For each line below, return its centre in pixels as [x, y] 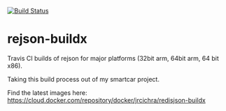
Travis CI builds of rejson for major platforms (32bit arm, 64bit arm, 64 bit [113, 58]
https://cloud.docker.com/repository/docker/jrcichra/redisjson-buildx [107, 100]
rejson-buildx [47, 39]
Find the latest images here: [47, 92]
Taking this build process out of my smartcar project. [83, 79]
